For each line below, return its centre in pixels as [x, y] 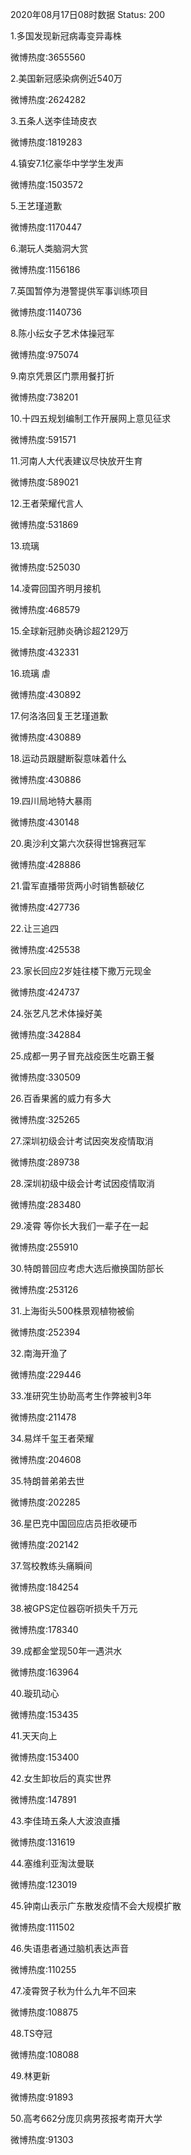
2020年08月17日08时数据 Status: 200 [88, 14]
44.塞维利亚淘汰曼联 [52, 1863]
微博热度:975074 [45, 354]
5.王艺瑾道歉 [36, 206]
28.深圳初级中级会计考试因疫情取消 [82, 1183]
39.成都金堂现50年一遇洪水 [66, 1651]
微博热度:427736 [45, 907]
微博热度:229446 [46, 1374]
